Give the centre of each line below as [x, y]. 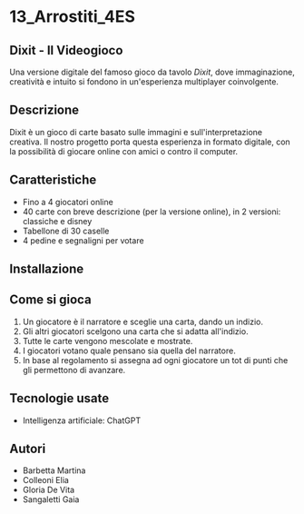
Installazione [47, 269]
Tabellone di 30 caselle [66, 231]
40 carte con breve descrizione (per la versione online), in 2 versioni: [152, 212]
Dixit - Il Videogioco [66, 50]
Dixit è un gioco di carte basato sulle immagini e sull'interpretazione [136, 132]
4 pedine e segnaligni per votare [83, 240]
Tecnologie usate [59, 398]
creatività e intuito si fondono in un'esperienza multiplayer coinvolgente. [144, 82]
